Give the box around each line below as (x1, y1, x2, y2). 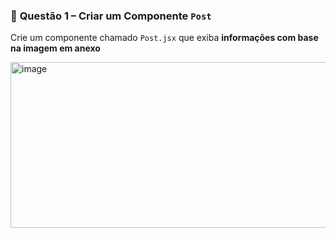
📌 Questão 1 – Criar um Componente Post (10, 9, 212, 23)
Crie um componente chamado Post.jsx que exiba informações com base (10, 32, 319, 44)
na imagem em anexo (10, 42, 101, 54)
